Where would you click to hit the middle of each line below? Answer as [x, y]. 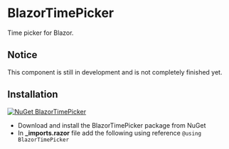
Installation [33, 95]
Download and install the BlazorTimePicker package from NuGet [112, 125]
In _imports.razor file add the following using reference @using [109, 133]
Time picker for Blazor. [41, 33]
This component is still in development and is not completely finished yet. [115, 72]
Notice [22, 55]
